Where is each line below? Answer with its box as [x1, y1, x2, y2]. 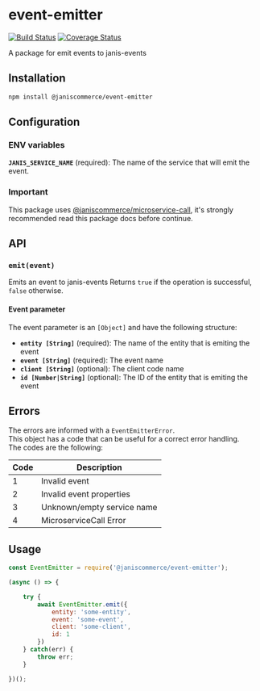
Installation [8, 71, 66, 86]
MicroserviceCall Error [41, 515, 126, 526]
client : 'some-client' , [51, 623, 131, 631]
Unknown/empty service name [41, 502, 158, 513]
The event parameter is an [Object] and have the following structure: [8, 322, 237, 332]
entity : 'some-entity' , [51, 608, 131, 616]
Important [8, 186, 48, 198]
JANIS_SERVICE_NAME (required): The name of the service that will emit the [8, 157, 250, 167]
